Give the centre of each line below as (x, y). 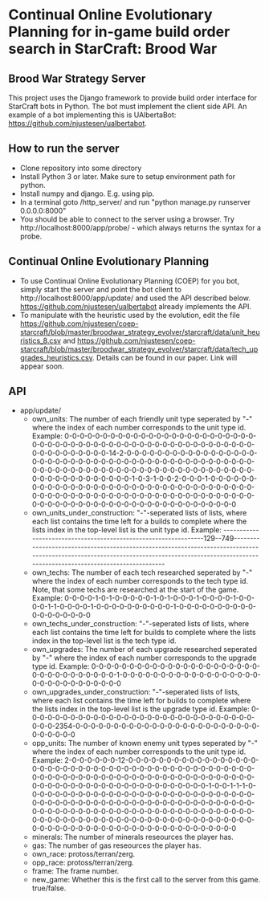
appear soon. (42, 366)
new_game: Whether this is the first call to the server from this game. (146, 880)
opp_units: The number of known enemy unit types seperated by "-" (145, 743)
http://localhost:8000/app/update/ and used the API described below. (135, 298)
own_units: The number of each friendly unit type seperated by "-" (142, 419)
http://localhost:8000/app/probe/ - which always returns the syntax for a (140, 227)
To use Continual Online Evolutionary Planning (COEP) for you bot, (129, 281)
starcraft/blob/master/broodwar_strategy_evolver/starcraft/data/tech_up (139, 349)
